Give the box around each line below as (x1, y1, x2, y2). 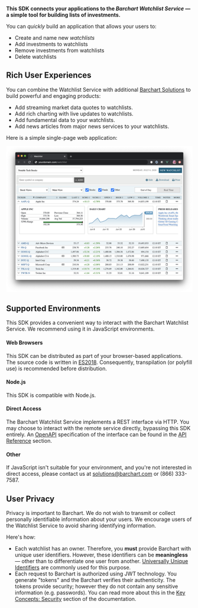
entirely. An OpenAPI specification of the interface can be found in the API (6, 431, 187, 438)
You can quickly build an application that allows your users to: (6, 23, 157, 30)
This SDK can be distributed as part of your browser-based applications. (6, 352, 183, 359)
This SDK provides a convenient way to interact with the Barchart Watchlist (6, 319, 189, 327)
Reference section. (6, 437, 52, 444)
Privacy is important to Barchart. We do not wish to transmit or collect (6, 510, 176, 516)
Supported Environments (6, 303, 101, 313)
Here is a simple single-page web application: (6, 134, 118, 141)
